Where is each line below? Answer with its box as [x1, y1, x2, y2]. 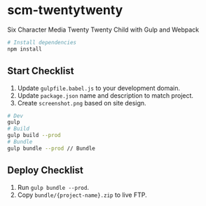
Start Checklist [7, 65, 74, 77]
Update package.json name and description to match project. [17, 91, 194, 100]
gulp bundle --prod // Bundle [7, 145, 96, 152]
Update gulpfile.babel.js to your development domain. [17, 84, 181, 92]
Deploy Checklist [7, 165, 84, 176]
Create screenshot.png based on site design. [17, 98, 146, 107]
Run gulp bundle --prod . [17, 183, 90, 191]
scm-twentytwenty [7, 2, 123, 18]
